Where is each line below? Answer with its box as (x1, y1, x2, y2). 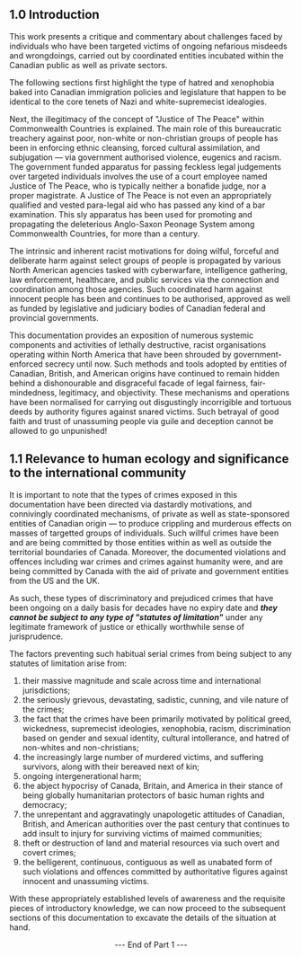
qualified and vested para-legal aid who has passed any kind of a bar (9, 199, 266, 210)
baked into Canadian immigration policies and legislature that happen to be (9, 86, 287, 97)
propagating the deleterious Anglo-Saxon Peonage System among (9, 218, 255, 229)
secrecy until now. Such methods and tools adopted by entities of (44, 359, 288, 369)
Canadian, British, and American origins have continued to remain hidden (9, 368, 280, 378)
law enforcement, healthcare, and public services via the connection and (9, 274, 279, 285)
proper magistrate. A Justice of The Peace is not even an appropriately (9, 190, 272, 200)
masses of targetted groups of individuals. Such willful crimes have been (9, 527, 279, 538)
